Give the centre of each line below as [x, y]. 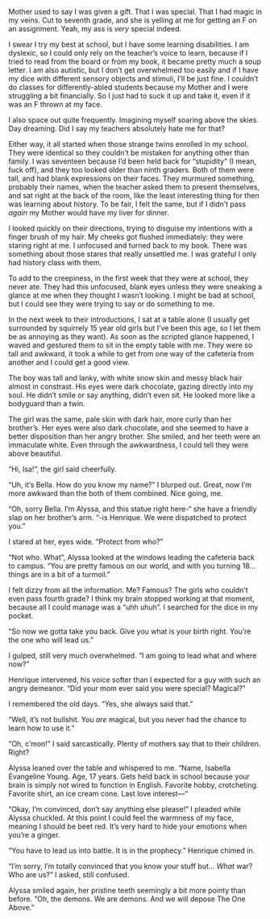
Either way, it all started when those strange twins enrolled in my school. [129, 144]
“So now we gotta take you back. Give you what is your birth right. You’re [130, 631]
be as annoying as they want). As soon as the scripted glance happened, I [131, 337]
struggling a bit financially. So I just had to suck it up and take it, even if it [129, 96]
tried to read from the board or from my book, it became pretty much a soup [135, 61]
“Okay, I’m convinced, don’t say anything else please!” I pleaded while [125, 809]
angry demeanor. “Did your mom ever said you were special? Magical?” [127, 688]
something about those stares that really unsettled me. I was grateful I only [133, 254]
